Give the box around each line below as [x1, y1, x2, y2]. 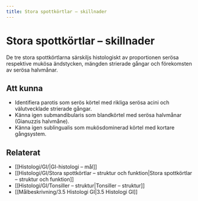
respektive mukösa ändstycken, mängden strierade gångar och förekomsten [6, 60, 192, 67]
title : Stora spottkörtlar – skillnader [6, 8, 108, 15]
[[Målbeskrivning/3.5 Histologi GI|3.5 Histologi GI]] [14, 189, 138, 196]
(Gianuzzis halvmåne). [14, 118, 70, 125]
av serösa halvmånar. [6, 66, 58, 73]
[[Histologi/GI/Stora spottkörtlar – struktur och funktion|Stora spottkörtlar [14, 170, 193, 177]
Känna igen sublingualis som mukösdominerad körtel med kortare [14, 124, 175, 131]
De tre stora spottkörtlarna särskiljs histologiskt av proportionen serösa [6, 54, 179, 61]
